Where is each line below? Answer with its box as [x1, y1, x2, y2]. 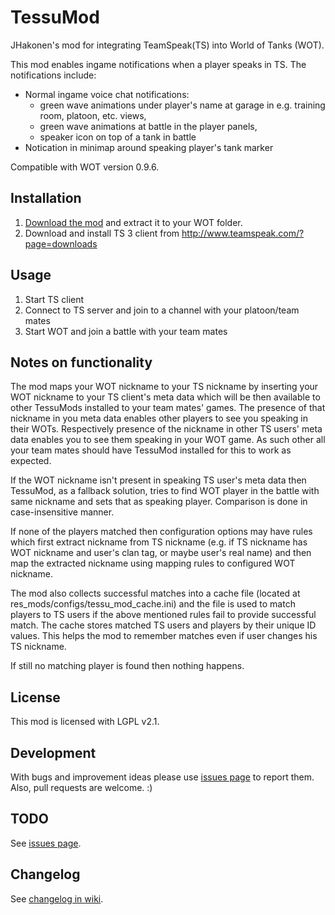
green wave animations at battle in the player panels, [39, 120, 258, 132]
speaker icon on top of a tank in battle [39, 131, 197, 143]
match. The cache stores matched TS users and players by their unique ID [10, 619, 317, 631]
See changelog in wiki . [10, 892, 104, 905]
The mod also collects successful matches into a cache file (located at [10, 587, 301, 600]
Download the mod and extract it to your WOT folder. [24, 216, 243, 228]
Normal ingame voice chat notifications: [24, 88, 190, 100]
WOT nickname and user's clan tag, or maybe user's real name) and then [10, 547, 312, 559]
